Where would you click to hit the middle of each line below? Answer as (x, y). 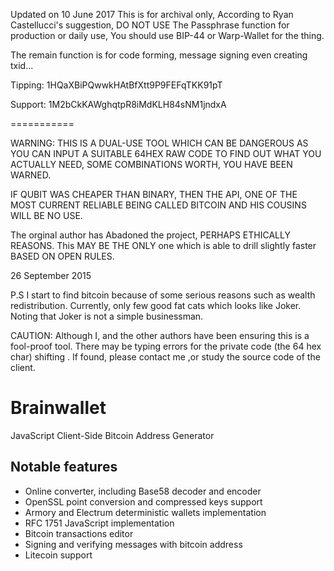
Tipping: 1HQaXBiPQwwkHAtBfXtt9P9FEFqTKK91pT (116, 85)
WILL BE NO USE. (46, 215)
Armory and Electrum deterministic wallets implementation (145, 512)
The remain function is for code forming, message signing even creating (159, 55)
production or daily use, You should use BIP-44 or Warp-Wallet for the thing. (167, 35)
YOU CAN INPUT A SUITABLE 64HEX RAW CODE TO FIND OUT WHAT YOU (166, 153)
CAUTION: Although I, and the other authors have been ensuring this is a (160, 335)
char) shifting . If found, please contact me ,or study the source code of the (165, 357)
